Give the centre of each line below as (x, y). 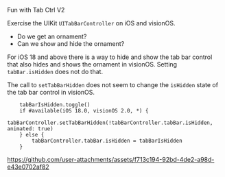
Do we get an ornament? (52, 36)
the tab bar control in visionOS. (51, 92)
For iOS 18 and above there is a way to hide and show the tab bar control (110, 57)
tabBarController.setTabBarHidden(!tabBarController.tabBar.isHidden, (110, 123)
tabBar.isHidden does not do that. (55, 72)
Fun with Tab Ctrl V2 (36, 10)
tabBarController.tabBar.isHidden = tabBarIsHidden (107, 141)
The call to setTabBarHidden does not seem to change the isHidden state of (113, 85)
